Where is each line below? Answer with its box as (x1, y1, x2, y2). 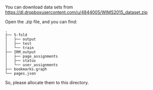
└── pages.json (5, 71, 36, 76)
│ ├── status (5, 58, 36, 63)
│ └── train (5, 45, 34, 50)
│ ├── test (5, 41, 32, 46)
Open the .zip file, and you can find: (5, 19, 77, 24)
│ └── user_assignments (5, 63, 58, 67)
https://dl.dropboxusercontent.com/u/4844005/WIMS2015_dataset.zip (5, 9, 148, 15)
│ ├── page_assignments (5, 54, 58, 59)
